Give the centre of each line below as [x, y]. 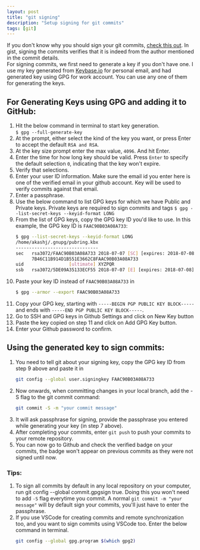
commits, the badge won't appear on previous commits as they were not [104, 451]
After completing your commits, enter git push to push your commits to [103, 432]
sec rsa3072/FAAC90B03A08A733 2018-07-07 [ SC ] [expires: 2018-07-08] [106, 253]
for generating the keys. [36, 83]
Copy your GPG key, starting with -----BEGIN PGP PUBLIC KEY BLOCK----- [105, 304]
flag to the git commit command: [60, 397]
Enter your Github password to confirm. [64, 329]
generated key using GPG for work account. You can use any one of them [97, 77]
